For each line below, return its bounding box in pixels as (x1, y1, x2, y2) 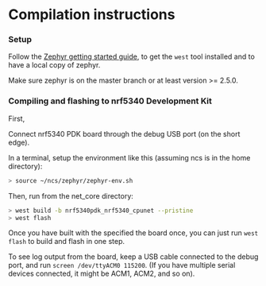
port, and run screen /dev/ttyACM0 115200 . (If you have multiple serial (8, 261, 236, 270)
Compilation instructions (8, 6, 175, 24)
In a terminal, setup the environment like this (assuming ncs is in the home (8, 153, 251, 162)
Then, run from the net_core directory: (8, 191, 133, 200)
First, (8, 114, 25, 123)
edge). (8, 137, 30, 147)
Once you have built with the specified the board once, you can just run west (8, 228, 259, 238)
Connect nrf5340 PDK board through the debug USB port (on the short (8, 129, 241, 138)
